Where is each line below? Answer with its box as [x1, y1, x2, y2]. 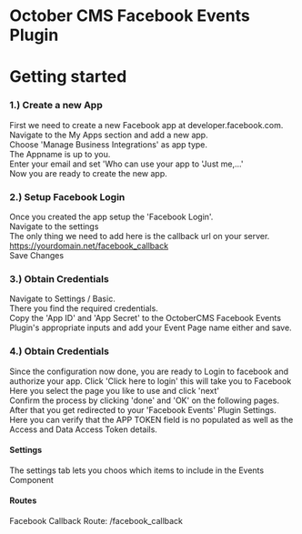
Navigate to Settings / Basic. [9, 293, 116, 305]
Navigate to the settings [9, 220, 99, 232]
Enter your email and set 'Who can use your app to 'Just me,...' [9, 158, 244, 169]
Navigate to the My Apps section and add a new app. [9, 129, 208, 140]
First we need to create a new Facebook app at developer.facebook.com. [9, 119, 284, 130]
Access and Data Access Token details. [9, 424, 157, 435]
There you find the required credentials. [9, 303, 159, 314]
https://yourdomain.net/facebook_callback [9, 240, 169, 251]
